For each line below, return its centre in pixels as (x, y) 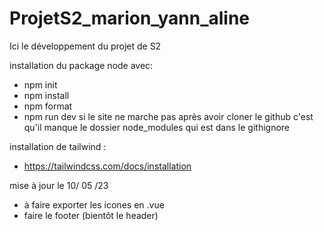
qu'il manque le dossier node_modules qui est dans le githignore (157, 127)
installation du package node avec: (81, 65)
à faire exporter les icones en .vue (94, 204)
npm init (40, 84)
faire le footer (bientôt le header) (91, 215)
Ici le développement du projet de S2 (85, 46)
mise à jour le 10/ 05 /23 (59, 185)
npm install (46, 95)
